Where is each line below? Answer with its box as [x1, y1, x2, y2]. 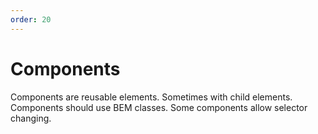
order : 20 [10, 14, 52, 25]
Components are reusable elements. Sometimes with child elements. [10, 91, 293, 103]
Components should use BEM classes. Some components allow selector [10, 101, 308, 113]
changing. [10, 112, 52, 124]
